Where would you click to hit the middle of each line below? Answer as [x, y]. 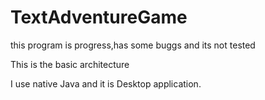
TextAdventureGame [99, 17]
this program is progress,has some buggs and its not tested [133, 45]
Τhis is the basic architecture [70, 64]
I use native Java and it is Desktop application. [106, 83]
